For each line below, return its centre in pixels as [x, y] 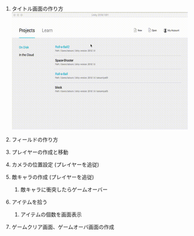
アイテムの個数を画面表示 [51, 215]
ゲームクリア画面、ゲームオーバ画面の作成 [63, 227]
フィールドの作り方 [35, 140]
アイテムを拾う [30, 202]
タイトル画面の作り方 [37, 9]
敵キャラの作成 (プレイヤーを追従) [53, 177]
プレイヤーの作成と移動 [40, 152]
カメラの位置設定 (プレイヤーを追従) [55, 165]
